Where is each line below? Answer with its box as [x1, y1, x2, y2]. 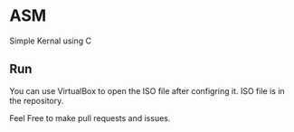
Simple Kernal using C [9, 35, 92, 46]
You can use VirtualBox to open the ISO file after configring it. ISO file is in [9, 85, 285, 96]
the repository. [9, 95, 64, 106]
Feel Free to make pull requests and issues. [9, 112, 171, 123]
